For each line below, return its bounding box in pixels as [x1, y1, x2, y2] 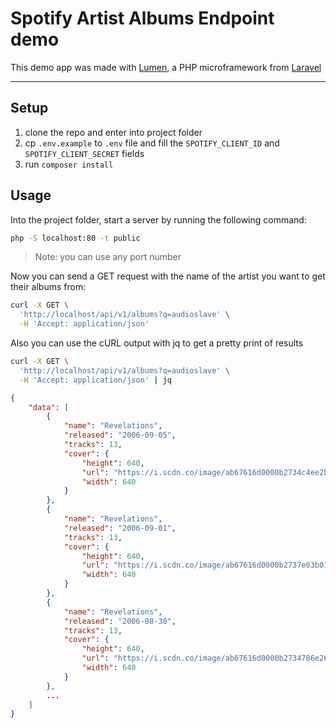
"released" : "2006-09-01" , [63, 523, 177, 533]
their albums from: [10, 281, 87, 293]
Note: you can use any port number [34, 251, 182, 263]
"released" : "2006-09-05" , [63, 430, 177, 441]
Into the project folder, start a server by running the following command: [10, 213, 307, 226]
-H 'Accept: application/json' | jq [19, 375, 172, 385]
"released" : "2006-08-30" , [63, 616, 177, 626]
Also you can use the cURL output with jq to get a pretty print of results [10, 337, 304, 349]
